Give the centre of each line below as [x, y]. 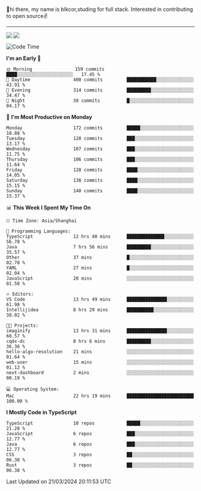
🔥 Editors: [20, 294]
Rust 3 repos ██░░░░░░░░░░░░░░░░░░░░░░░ [100, 465]
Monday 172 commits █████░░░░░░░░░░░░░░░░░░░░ [100, 128]
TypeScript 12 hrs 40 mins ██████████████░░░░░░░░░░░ [100, 237]
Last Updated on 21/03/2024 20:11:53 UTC [59, 481]
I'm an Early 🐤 [24, 58]
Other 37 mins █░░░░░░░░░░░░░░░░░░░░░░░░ [100, 257]
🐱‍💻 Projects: [22, 326]
